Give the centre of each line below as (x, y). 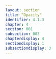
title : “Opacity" (24, 15)
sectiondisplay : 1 (25, 44)
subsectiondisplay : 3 (28, 48)
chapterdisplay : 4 (25, 39)
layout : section (22, 10)
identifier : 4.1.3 (25, 19)
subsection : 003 (22, 34)
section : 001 (19, 29)
